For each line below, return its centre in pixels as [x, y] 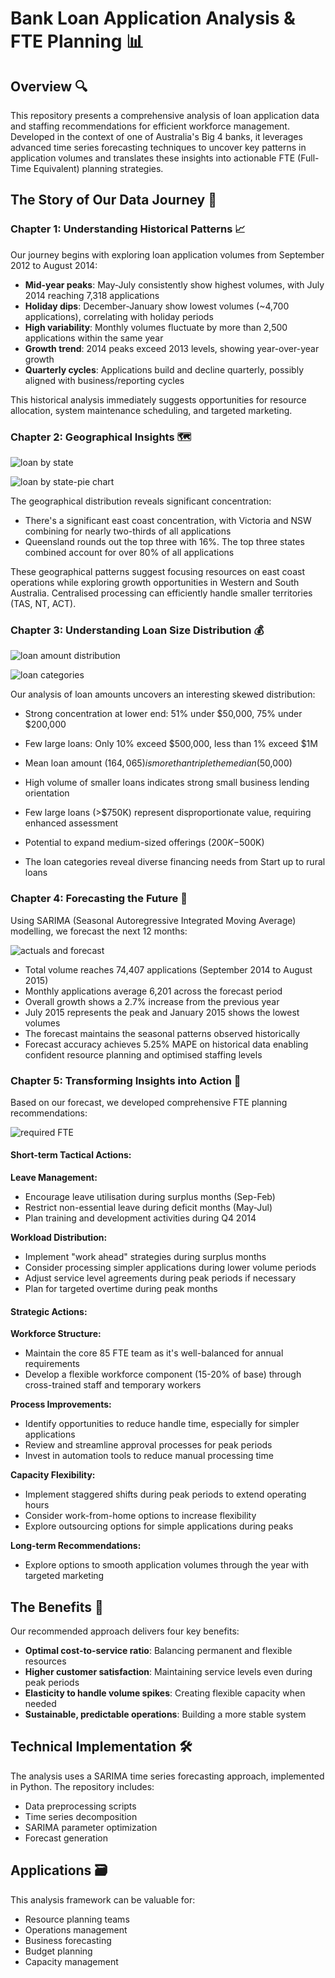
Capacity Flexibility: [53, 1475]
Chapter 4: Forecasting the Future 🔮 [99, 899]
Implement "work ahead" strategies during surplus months [145, 1257]
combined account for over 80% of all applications [129, 552]
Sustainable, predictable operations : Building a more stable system [165, 1714]
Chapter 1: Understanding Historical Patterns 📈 [128, 229]
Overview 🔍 [49, 86]
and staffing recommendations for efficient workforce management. [150, 126]
